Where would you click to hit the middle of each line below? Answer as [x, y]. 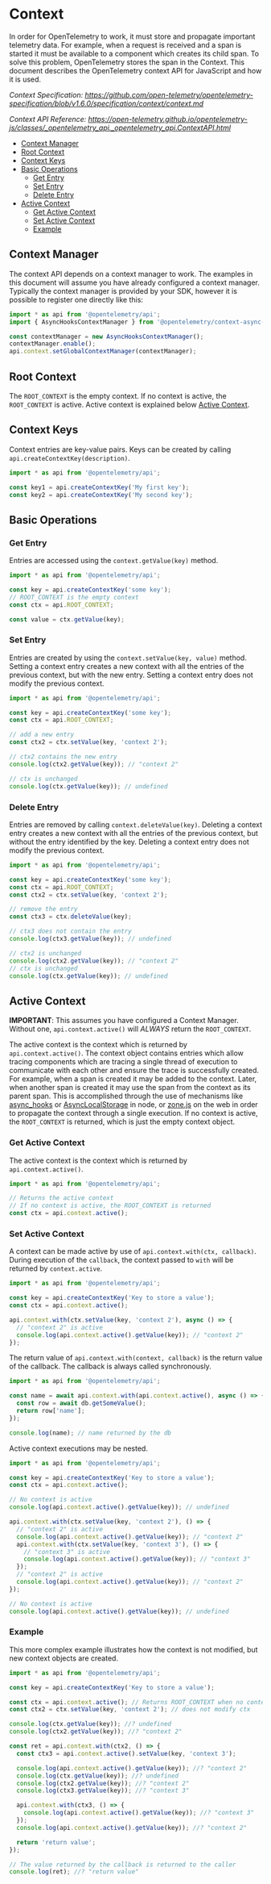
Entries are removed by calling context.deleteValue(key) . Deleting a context [136, 825]
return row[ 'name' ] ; [51, 1411]
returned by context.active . [56, 1268]
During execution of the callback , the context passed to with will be [121, 1260]
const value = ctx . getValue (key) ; [67, 619]
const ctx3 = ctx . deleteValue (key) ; [70, 917]
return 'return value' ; [56, 1842]
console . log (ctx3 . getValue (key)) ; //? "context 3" [103, 1791]
